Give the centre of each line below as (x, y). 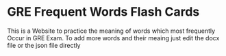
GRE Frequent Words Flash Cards (103, 12)
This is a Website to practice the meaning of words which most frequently (111, 31)
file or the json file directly (44, 45)
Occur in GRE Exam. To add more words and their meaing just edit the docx (113, 38)
